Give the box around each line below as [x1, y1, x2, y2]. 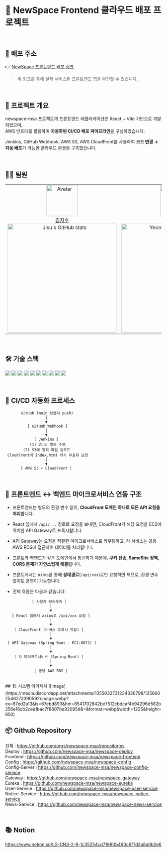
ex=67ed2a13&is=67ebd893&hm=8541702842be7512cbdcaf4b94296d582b [5, 701, 162, 707]
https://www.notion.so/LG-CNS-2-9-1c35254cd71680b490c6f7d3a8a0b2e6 [5, 842, 162, 848]
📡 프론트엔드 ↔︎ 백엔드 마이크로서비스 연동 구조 [5, 490, 142, 498]
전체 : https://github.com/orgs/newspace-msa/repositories [5, 742, 125, 748]
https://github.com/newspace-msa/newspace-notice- [39, 790, 151, 797]
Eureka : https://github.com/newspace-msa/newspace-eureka [5, 780, 133, 786]
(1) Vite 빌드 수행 [29, 442, 66, 447]
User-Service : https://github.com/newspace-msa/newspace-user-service [5, 785, 158, 791]
